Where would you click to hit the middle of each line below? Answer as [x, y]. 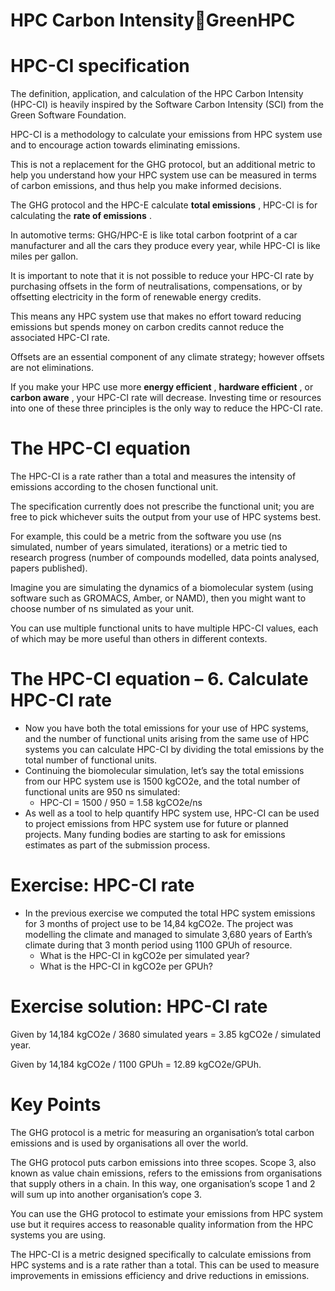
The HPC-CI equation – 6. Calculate [159, 679]
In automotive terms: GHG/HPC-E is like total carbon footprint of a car [154, 235]
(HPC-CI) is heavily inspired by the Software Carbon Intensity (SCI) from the [167, 105]
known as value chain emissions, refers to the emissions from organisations [166, 1173]
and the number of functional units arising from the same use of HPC [167, 738]
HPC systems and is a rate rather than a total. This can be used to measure [165, 1265]
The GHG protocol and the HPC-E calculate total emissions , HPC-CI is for [164, 205]
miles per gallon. [44, 256]
